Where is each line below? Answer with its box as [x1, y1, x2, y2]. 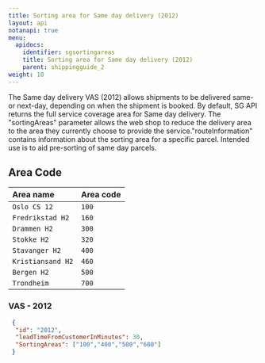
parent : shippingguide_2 [22, 63, 105, 71]
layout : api [8, 19, 48, 27]
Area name [12, 189, 55, 201]
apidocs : [15, 41, 44, 49]
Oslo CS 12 [12, 203, 53, 212]
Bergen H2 [12, 268, 49, 277]
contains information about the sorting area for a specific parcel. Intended [8, 134, 250, 143]
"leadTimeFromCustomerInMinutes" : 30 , [15, 334, 144, 342]
